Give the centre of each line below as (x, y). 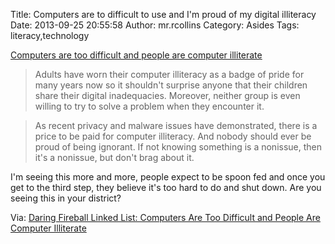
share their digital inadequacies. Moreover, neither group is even (167, 95)
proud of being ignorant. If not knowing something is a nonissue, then (178, 147)
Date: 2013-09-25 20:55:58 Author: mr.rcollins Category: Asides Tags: (155, 25)
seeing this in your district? (66, 198)
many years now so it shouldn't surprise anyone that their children (171, 85)
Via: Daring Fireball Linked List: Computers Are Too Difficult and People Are (165, 217)
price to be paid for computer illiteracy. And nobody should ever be (173, 136)
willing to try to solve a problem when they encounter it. (149, 106)
